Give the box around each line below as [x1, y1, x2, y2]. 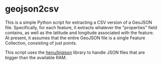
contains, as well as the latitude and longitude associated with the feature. [5, 30, 154, 35]
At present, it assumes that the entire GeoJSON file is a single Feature [5, 35, 145, 41]
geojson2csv [5, 3, 59, 15]
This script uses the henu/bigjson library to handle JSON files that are [5, 49, 145, 55]
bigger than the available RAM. [5, 54, 67, 60]
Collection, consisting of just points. [5, 40, 77, 46]
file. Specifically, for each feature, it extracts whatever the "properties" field [5, 24, 157, 30]
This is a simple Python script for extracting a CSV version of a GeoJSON [5, 19, 152, 25]
